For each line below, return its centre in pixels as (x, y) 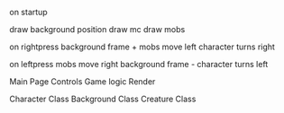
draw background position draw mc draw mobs (97, 29)
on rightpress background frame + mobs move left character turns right (142, 47)
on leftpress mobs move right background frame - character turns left (139, 64)
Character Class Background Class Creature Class (103, 99)
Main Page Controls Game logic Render (82, 82)
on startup (28, 12)
